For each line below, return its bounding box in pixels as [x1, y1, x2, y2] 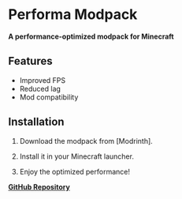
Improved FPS [19, 75, 66, 84]
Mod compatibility [19, 92, 79, 102]
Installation [8, 115, 65, 129]
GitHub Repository [8, 182, 71, 191]
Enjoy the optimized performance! [19, 167, 131, 176]
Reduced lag [19, 84, 61, 93]
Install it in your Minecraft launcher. [19, 152, 134, 161]
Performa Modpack [8, 6, 138, 24]
